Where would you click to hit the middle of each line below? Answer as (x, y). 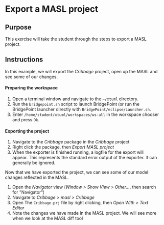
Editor (18, 208)
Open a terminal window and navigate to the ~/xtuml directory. (75, 99)
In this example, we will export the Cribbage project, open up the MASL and (81, 71)
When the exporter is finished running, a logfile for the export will (78, 152)
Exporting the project (27, 131)
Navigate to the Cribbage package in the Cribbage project (71, 142)
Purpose (18, 27)
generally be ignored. (34, 163)
